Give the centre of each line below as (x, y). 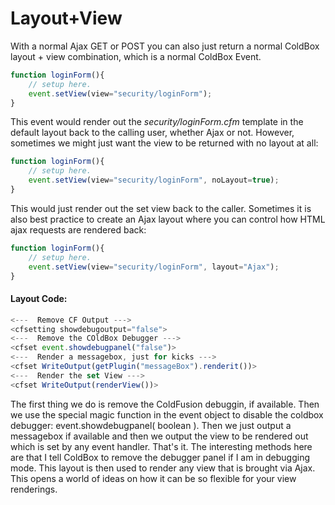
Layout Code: (39, 299)
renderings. (34, 489)
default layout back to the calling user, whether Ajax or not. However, (152, 133)
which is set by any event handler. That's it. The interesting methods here (161, 446)
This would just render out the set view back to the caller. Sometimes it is (161, 208)
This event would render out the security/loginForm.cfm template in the (157, 122)
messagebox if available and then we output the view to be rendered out (159, 436)
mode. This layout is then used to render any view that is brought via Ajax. (163, 468)
